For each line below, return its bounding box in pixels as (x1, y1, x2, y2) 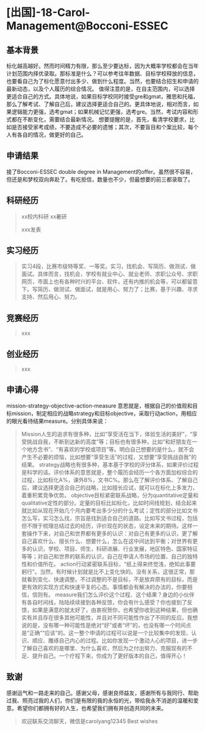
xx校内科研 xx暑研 (21, 212, 67, 220)
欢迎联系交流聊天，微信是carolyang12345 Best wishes (21, 717, 158, 725)
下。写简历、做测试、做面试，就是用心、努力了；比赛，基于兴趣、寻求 (21, 286, 198, 293)
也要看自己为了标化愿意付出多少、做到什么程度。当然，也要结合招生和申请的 (6, 78, 199, 84)
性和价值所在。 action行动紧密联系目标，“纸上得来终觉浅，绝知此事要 (21, 560, 196, 568)
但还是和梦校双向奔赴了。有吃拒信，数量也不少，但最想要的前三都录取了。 (6, 176, 193, 183)
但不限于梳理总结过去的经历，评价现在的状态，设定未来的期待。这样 (21, 522, 193, 529)
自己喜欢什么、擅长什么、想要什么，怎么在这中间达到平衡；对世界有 (21, 537, 193, 544)
